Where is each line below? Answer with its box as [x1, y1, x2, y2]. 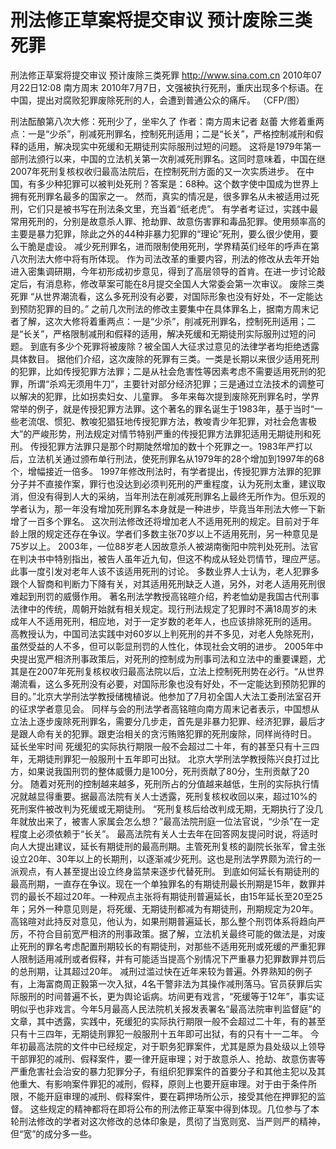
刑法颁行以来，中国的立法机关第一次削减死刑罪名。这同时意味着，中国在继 [18, 152, 326, 165]
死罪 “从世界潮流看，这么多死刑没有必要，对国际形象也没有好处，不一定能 [10, 290, 315, 302]
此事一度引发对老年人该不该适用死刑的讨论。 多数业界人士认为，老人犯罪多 [10, 565, 320, 577]
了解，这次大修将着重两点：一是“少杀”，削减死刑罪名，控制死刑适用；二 [18, 315, 317, 327]
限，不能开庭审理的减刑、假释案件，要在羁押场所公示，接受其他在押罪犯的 [10, 1090, 317, 1102]
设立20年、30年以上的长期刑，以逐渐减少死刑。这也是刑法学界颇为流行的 [10, 852, 313, 865]
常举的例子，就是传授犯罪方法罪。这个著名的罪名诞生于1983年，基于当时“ [10, 402, 315, 415]
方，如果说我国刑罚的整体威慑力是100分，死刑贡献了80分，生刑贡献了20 [10, 765, 310, 777]
